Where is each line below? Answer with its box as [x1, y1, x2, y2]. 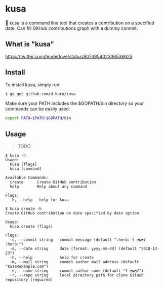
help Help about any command [10, 184, 87, 189]
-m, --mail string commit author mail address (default [10, 260, 139, 265]
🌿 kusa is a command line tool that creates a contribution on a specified [5, 20, 154, 26]
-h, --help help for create [10, 255, 94, 260]
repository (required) [5, 277, 53, 282]
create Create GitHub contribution [10, 180, 96, 185]
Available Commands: [5, 175, 49, 181]
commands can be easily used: [5, 106, 70, 112]
